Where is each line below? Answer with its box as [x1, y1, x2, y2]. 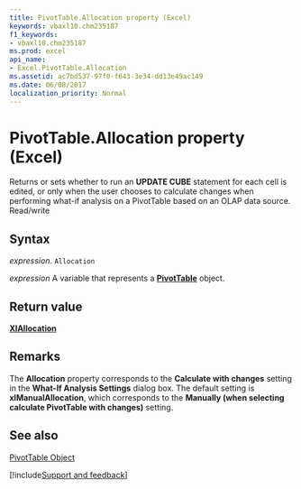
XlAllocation [9, 323, 57, 334]
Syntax [9, 231, 50, 246]
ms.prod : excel [9, 47, 67, 56]
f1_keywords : [9, 30, 59, 39]
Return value [9, 299, 83, 314]
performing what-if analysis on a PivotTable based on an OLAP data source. [9, 196, 291, 207]
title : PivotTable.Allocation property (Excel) [9, 13, 192, 23]
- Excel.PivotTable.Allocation [9, 64, 127, 73]
